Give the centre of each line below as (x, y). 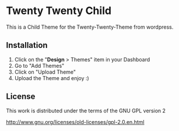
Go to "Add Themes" (39, 65)
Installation (27, 45)
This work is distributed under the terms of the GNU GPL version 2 (86, 111)
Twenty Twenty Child (59, 11)
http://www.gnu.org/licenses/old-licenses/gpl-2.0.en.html (75, 122)
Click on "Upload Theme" (45, 72)
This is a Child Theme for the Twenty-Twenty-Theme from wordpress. (90, 27)
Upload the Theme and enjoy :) (52, 78)
